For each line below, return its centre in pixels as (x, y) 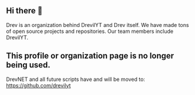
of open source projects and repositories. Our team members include (90, 31)
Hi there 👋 (24, 11)
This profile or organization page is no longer (90, 56)
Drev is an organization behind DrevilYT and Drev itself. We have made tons (97, 25)
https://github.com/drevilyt (38, 85)
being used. (28, 65)
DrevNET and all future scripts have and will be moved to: (76, 79)
